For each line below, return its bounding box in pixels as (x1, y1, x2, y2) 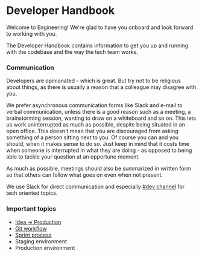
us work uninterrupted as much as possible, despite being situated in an (6, 121, 186, 128)
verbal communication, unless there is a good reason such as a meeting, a (6, 108, 191, 116)
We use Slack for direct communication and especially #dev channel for (6, 183, 185, 191)
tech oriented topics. (6, 189, 58, 197)
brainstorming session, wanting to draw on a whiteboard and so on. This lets (6, 114, 197, 122)
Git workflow (14, 225, 47, 232)
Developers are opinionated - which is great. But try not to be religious (6, 77, 181, 85)
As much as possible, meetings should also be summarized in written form (6, 165, 192, 172)
